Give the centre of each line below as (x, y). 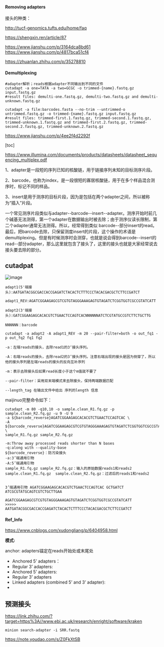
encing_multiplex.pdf (26, 160)
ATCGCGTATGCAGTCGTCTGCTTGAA (34, 492)
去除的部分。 (31, 250)
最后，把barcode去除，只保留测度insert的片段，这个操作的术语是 (71, 231)
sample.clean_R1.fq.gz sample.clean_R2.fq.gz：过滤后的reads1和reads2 (77, 474)
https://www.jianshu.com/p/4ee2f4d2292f (48, 136)
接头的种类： (18, 18)
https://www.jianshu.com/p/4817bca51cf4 (47, 52)
